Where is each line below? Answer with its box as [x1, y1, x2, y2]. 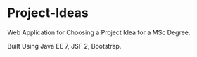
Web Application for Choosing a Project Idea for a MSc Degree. [7, 28, 191, 37]
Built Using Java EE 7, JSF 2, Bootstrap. [7, 42, 122, 50]
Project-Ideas [7, 5, 89, 21]
